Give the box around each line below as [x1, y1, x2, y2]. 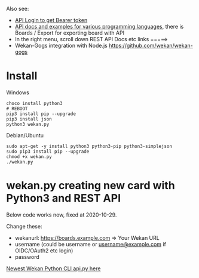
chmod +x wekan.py [6, 153, 52, 160]
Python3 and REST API [6, 191, 121, 205]
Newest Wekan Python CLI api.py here [6, 265, 101, 272]
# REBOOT [6, 106, 28, 112]
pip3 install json [6, 116, 52, 122]
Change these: [6, 223, 42, 230]
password [14, 253, 40, 260]
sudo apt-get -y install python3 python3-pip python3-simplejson [6, 143, 172, 149]
